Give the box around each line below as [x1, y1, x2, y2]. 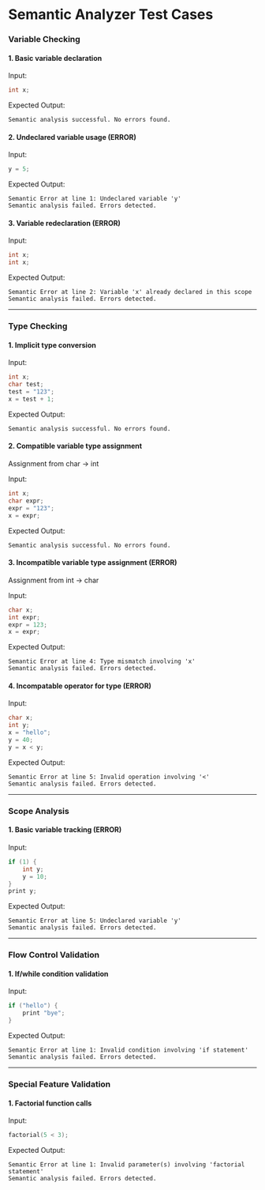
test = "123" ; [8, 388, 55, 396]
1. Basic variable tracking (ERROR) [8, 825, 122, 834]
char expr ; [8, 496, 44, 505]
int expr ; [8, 613, 41, 621]
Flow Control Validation [8, 950, 100, 961]
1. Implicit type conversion [8, 340, 96, 349]
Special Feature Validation [8, 1079, 111, 1090]
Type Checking [8, 321, 68, 332]
